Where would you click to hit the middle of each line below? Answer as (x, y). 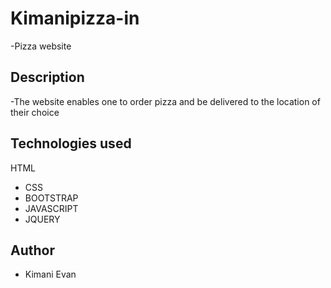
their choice (35, 112)
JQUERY (42, 219)
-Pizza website (41, 46)
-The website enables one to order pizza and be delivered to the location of (165, 101)
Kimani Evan (50, 274)
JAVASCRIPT (51, 208)
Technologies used (71, 143)
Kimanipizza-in (75, 18)
